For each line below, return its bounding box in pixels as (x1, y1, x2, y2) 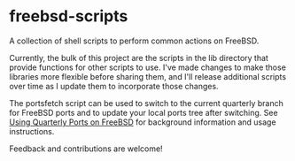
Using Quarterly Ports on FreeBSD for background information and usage (9, 117, 276, 127)
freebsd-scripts (9, 6, 128, 27)
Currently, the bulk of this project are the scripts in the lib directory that (9, 52, 268, 63)
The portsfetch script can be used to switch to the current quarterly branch (9, 97, 283, 108)
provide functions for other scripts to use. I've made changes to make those (9, 62, 286, 73)
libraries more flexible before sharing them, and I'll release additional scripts (9, 71, 286, 81)
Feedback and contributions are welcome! (9, 143, 163, 154)
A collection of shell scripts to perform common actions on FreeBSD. (9, 35, 260, 46)
